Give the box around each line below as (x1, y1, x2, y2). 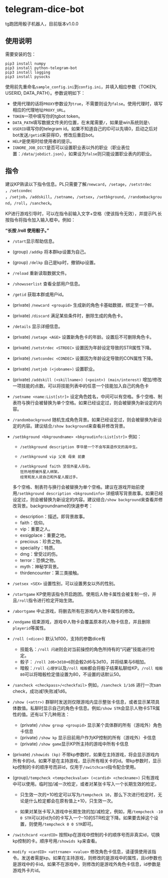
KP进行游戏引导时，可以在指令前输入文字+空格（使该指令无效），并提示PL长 (5, 210, 162, 216)
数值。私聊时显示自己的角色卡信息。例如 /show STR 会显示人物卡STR (17, 705, 156, 711)
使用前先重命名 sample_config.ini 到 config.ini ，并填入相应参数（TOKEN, (5, 84, 157, 90)
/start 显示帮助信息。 (12, 238, 57, 244)
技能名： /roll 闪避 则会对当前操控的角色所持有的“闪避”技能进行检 (20, 646, 155, 652)
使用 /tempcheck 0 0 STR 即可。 (33, 821, 96, 827)
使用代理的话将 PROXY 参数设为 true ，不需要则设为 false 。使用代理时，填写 (12, 100, 163, 106)
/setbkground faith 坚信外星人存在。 (20, 464, 93, 469)
